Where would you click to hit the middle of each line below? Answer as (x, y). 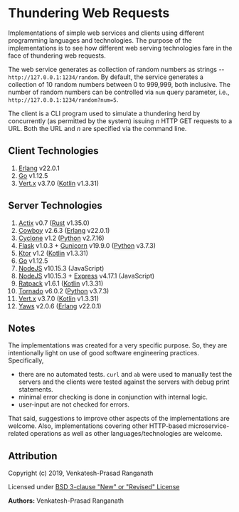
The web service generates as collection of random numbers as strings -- (116, 69)
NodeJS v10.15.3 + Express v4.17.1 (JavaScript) (86, 276)
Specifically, (26, 360)
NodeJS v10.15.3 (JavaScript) (61, 268)
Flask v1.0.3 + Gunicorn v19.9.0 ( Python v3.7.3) (87, 245)
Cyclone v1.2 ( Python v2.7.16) (62, 238)
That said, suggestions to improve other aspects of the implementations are (119, 419)
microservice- (209, 426)
